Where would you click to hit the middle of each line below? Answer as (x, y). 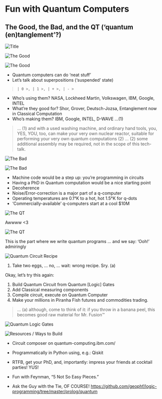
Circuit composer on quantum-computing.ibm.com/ (64, 343)
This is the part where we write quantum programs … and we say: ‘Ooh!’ (77, 241)
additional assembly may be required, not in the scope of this (78, 144)
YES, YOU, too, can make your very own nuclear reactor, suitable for (85, 133)
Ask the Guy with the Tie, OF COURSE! (51, 386)
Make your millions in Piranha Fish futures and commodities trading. (80, 300)
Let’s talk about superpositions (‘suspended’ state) (63, 80)
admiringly (16, 246)
